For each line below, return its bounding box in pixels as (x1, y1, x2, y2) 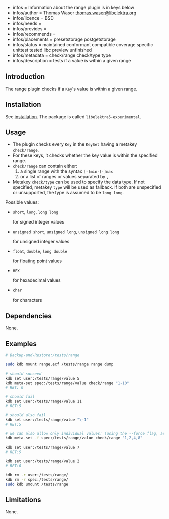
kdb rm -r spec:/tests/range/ (5, 477, 69, 482)
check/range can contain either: (12, 163, 78, 169)
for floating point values (12, 258, 62, 264)
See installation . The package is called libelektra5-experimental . (5, 113, 142, 120)
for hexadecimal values (12, 277, 61, 283)
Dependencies (5, 312, 52, 320)
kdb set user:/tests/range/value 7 (5, 445, 80, 450)
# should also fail (5, 412, 46, 417)
